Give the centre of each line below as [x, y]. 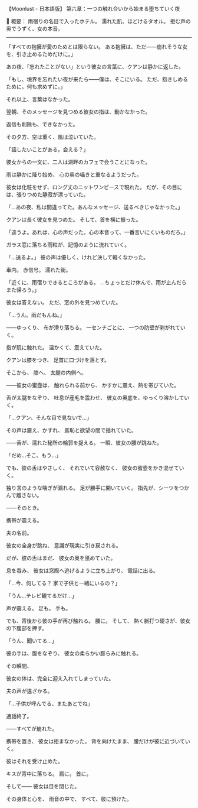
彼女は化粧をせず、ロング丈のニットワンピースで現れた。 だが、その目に [94, 187]
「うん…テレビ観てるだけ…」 [42, 596]
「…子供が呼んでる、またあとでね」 [49, 703]
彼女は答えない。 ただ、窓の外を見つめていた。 [64, 302]
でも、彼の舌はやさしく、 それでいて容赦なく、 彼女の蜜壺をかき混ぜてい [95, 468]
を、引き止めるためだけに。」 [41, 54]
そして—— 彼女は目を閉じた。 [43, 786]
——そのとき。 [24, 508]
